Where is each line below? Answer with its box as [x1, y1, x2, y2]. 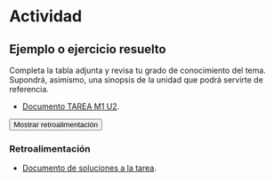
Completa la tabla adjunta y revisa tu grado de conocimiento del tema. [9, 65, 267, 75]
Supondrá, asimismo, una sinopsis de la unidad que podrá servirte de [9, 75, 264, 85]
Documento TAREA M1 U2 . [21, 101, 120, 112]
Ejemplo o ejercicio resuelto [9, 42, 166, 57]
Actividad [9, 6, 83, 27]
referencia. [9, 84, 49, 94]
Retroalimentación [9, 142, 91, 154]
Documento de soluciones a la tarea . [21, 162, 157, 174]
